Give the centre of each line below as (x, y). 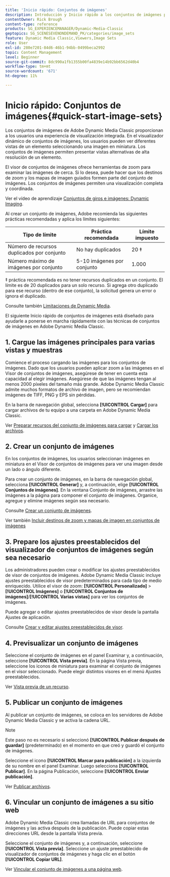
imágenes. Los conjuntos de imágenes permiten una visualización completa (84, 183)
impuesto (147, 238)
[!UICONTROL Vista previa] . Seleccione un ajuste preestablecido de (77, 848)
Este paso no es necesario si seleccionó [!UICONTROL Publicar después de (85, 740)
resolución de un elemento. (34, 157)
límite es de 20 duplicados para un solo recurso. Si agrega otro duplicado (82, 285)
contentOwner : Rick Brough (34, 19)
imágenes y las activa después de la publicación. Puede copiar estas (77, 828)
